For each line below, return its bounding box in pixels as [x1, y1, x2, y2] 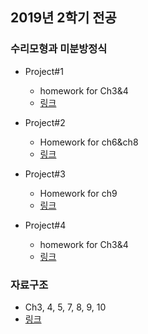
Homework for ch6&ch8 [39, 136, 139, 148]
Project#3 [24, 168, 66, 180]
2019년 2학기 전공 [10, 9, 117, 27]
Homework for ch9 [39, 187, 118, 199]
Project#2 [24, 116, 66, 128]
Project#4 [24, 219, 67, 231]
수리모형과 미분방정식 [10, 42, 108, 56]
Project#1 [24, 65, 64, 77]
